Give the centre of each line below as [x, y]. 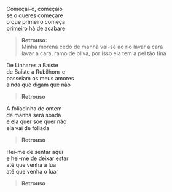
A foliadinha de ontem [34, 109]
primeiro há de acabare [36, 28]
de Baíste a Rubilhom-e [36, 72]
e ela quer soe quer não [37, 121]
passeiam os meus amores [40, 78]
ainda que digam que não [38, 85]
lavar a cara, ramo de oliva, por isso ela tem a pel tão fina [94, 53]
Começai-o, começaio [34, 9]
